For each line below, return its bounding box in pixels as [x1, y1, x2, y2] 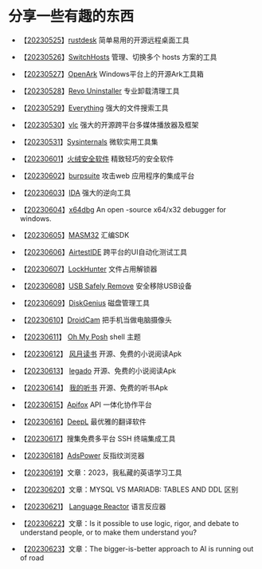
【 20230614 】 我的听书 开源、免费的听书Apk [19, 382, 169, 392]
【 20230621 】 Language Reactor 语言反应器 [19, 501, 166, 511]
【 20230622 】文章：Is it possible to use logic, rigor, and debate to [19, 518, 239, 528]
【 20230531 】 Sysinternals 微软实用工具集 [19, 136, 158, 146]
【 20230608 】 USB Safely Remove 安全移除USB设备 [19, 281, 193, 290]
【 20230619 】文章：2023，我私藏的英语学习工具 [19, 468, 182, 477]
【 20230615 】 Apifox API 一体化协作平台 [19, 400, 153, 409]
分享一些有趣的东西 [8, 7, 135, 26]
